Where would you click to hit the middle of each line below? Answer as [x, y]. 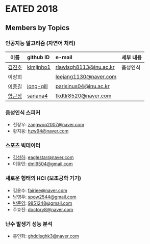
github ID [39, 57]
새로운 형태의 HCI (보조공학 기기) [43, 178]
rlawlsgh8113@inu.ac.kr [85, 67]
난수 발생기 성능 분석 [29, 224]
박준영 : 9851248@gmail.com [42, 203]
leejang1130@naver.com [86, 76]
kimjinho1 [39, 67]
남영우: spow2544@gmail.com [44, 197]
